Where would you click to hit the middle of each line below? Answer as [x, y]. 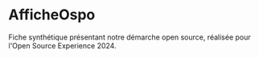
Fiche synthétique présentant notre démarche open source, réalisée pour [129, 37]
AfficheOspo [52, 15]
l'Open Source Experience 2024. [62, 45]
